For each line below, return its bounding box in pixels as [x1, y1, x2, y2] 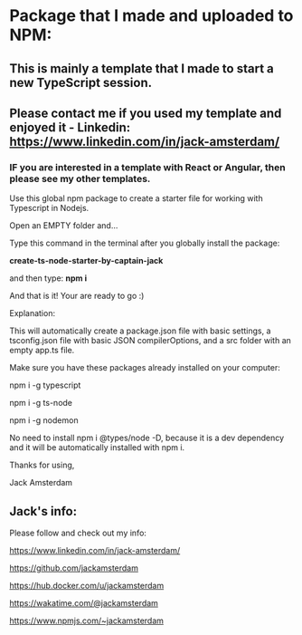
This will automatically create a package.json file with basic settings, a [9, 325, 271, 336]
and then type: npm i [9, 273, 88, 284]
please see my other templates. [9, 172, 151, 185]
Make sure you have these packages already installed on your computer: [9, 362, 280, 373]
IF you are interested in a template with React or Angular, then [9, 160, 287, 173]
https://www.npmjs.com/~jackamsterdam [9, 615, 165, 626]
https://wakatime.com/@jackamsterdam [9, 598, 158, 609]
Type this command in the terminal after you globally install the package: [9, 237, 280, 249]
